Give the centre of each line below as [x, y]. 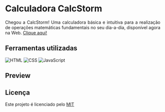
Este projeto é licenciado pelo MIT [40, 104]
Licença [18, 93]
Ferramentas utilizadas [41, 48]
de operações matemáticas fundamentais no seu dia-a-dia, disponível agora [83, 27]
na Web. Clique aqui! [26, 33]
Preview [18, 76]
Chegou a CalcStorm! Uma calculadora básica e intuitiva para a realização [83, 22]
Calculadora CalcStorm [54, 9]
